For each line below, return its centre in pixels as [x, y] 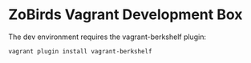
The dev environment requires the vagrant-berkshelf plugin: [107, 37]
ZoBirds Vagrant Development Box [125, 15]
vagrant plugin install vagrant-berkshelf [80, 51]
